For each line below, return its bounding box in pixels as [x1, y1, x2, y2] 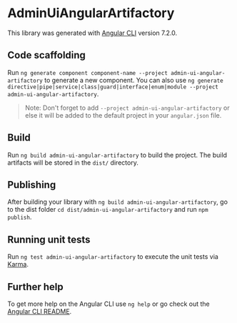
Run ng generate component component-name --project [7, 68, 168, 76]
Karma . [7, 260, 29, 269]
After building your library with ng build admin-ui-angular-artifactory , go [7, 198, 228, 206]
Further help [7, 280, 64, 293]
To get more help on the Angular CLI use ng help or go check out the [7, 299, 210, 308]
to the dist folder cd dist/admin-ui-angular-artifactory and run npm [7, 205, 208, 214]
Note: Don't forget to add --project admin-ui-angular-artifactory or [24, 103, 230, 112]
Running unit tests [7, 233, 91, 245]
